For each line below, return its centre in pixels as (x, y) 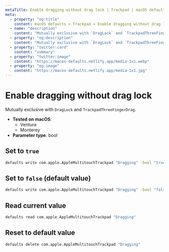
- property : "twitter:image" (40, 57)
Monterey (30, 130)
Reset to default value (40, 233)
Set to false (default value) (48, 178)
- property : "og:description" (41, 38)
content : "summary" (35, 52)
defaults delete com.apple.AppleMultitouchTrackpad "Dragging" (73, 244)
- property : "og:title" (34, 19)
